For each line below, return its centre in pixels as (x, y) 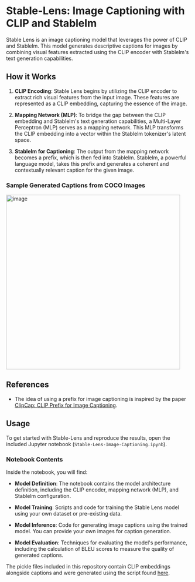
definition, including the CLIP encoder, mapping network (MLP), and (96, 490)
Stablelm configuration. (43, 496)
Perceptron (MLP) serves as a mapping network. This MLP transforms (99, 127)
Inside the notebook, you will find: (47, 472)
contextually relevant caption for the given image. (74, 170)
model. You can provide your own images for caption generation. (93, 531)
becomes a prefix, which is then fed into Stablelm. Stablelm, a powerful (100, 158)
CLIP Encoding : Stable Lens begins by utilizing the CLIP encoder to (96, 91)
